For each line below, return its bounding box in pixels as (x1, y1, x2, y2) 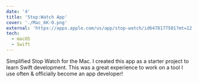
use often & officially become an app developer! (6, 70, 123, 77)
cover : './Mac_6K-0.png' (6, 19, 68, 25)
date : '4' (6, 8, 31, 15)
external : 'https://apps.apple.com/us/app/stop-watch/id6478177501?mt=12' (6, 25, 195, 31)
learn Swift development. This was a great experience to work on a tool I (6, 64, 183, 71)
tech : (6, 31, 20, 36)
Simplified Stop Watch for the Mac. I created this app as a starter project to (6, 57, 189, 65)
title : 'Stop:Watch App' (6, 14, 68, 20)
